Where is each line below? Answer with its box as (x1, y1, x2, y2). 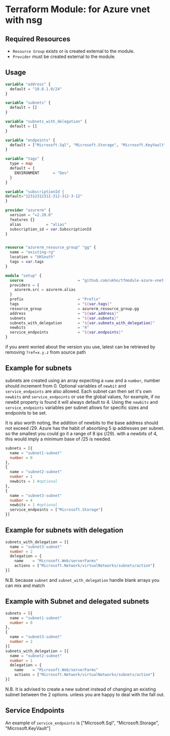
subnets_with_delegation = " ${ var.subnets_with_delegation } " (10, 320, 155, 326)
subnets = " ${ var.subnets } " (10, 315, 119, 321)
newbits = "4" (10, 325, 90, 330)
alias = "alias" (10, 222, 67, 227)
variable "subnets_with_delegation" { (5, 119, 87, 124)
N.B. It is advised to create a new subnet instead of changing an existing (5, 686, 156, 692)
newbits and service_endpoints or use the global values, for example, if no (5, 393, 160, 400)
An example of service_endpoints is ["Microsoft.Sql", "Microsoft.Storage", (5, 720, 159, 726)
